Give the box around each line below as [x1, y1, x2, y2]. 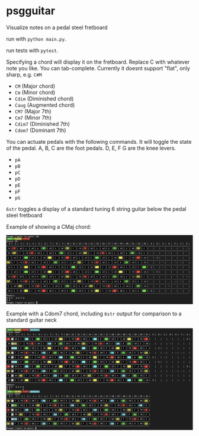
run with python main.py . [6, 35, 66, 42]
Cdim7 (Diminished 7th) [14, 120, 70, 127]
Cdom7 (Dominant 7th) [14, 127, 66, 134]
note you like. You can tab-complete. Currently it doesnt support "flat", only [6, 64, 191, 72]
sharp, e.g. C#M [6, 71, 42, 78]
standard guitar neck [6, 317, 57, 324]
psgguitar [6, 4, 55, 18]
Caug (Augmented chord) [14, 101, 75, 108]
